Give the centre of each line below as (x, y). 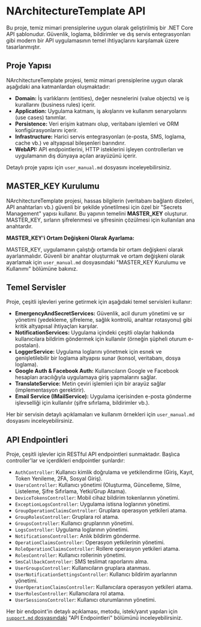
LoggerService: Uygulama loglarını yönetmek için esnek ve (88, 352)
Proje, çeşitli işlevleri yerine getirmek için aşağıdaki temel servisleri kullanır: (99, 302)
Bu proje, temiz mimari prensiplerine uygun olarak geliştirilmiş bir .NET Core (100, 28)
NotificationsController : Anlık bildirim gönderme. (78, 536)
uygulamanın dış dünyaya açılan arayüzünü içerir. (76, 156)
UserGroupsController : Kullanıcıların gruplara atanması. (83, 568)
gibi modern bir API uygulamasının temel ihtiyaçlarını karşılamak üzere (93, 40)
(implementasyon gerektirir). (50, 390)
